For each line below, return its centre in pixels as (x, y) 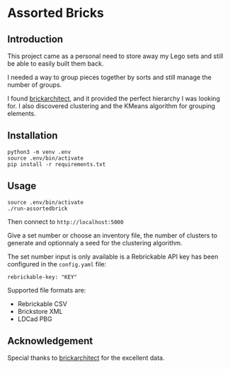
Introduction (35, 39)
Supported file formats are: (47, 290)
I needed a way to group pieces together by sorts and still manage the (110, 77)
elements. (22, 113)
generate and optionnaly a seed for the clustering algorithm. (95, 242)
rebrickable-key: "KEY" (42, 277)
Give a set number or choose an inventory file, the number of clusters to (113, 235)
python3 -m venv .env (39, 152)
